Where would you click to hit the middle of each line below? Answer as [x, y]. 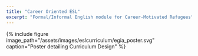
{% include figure [27, 34]
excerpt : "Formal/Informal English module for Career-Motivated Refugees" [100, 17]
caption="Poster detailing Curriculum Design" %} [66, 46]
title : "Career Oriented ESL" [43, 11]
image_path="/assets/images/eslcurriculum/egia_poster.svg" [80, 40]
